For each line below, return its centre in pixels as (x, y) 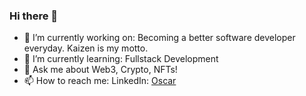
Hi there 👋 (34, 16)
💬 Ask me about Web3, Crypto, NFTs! (100, 70)
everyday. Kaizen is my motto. (86, 48)
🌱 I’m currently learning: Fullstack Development (121, 59)
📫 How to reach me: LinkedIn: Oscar (100, 81)
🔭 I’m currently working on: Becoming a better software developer (159, 38)
